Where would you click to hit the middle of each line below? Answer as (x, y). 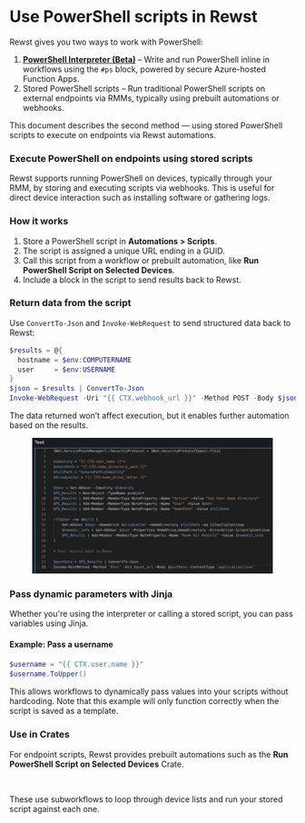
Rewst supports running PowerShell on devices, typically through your (141, 178)
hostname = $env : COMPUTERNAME (74, 360)
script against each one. (54, 808)
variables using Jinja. (49, 623)
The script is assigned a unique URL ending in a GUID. (123, 251)
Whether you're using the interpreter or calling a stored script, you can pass (151, 614)
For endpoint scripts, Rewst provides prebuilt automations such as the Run (149, 754)
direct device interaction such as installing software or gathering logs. (140, 198)
